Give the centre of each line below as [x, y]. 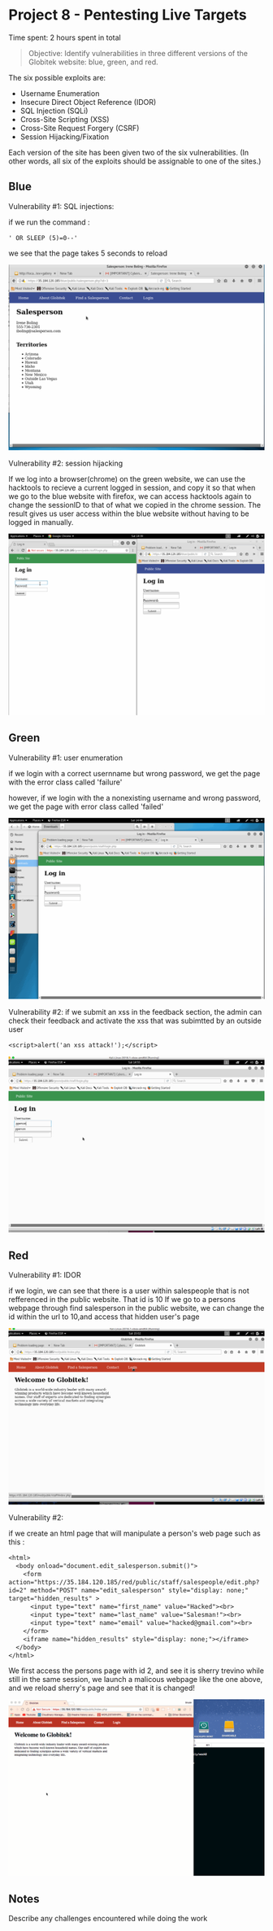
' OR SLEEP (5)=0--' [43, 238]
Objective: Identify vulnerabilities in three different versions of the [138, 53]
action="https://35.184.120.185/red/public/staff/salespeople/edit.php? [134, 1583]
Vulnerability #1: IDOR [45, 1275]
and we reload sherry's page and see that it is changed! [102, 1688]
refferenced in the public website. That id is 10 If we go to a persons [122, 1300]
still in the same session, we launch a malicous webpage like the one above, [136, 1680]
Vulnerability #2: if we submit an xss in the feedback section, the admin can [135, 1012]
